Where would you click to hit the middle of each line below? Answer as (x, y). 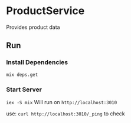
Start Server (24, 89)
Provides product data (33, 27)
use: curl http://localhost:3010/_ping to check (65, 114)
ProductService (45, 11)
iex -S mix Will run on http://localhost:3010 (62, 102)
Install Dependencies (37, 62)
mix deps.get (22, 75)
